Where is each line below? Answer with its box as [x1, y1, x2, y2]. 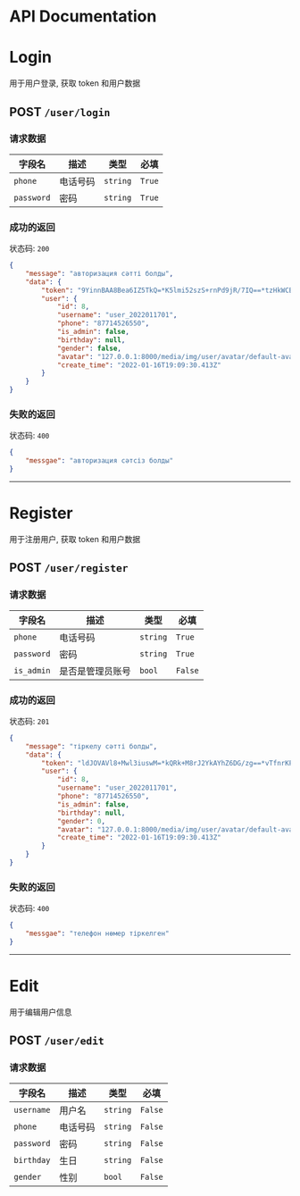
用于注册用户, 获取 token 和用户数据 [9, 533, 141, 544]
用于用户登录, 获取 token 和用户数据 [9, 78, 141, 88]
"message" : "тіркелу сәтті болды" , [25, 741, 158, 751]
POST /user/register [9, 560, 129, 575]
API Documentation [9, 6, 157, 27]
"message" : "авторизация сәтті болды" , [25, 269, 174, 278]
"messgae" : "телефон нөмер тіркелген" [25, 929, 170, 939]
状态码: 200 [9, 243, 50, 254]
